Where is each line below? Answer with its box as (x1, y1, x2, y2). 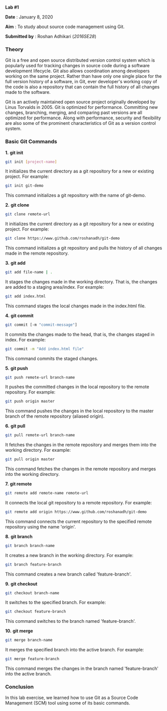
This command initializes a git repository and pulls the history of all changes (5, 245, 162, 251)
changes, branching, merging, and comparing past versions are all (5, 110, 142, 116)
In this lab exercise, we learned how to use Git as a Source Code (5, 694, 138, 701)
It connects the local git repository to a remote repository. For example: (5, 499, 152, 505)
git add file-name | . (5, 270, 53, 275)
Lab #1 (5, 5, 19, 10)
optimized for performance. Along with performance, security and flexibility (5, 115, 161, 121)
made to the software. (5, 89, 51, 95)
